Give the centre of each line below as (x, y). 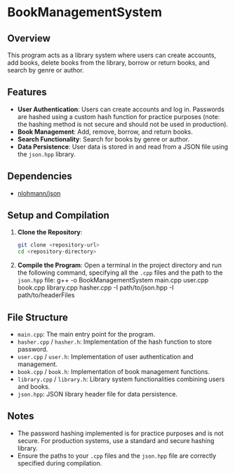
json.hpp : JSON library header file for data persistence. (97, 394)
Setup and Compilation (59, 216)
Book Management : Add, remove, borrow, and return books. (105, 132)
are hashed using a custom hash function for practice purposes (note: (119, 116)
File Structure (38, 317)
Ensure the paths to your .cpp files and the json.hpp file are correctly (117, 456)
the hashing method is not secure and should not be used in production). (123, 124)
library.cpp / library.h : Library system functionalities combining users (121, 379)
